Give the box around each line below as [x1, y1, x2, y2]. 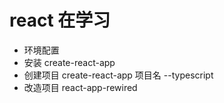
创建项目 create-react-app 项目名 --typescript [23, 69, 214, 81]
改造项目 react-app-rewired [23, 81, 138, 93]
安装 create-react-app [23, 56, 116, 68]
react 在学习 [9, 9, 111, 32]
